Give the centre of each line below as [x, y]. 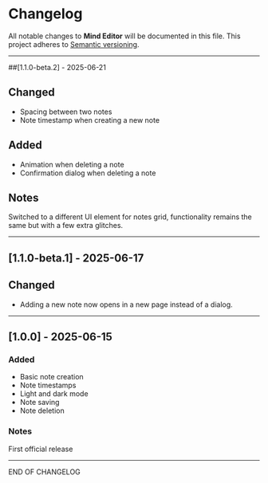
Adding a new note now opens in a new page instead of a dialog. [126, 304]
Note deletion [42, 410]
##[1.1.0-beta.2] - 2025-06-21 [57, 67]
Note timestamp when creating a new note [90, 120]
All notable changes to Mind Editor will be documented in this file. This [124, 36]
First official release [41, 449]
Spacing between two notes [66, 112]
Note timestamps [48, 385]
